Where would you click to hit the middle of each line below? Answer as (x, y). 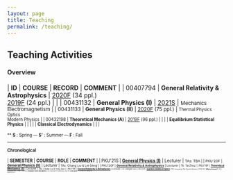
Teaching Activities (50, 55)
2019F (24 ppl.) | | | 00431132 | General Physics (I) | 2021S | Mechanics (107, 102)
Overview (21, 72)
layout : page (26, 14)
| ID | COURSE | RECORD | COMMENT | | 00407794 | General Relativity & (113, 88)
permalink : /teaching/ (40, 26)
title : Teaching (31, 20)
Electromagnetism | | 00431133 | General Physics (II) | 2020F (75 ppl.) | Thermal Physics (110, 109)
